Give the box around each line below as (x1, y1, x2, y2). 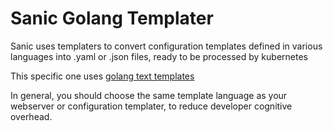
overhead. (10, 110, 53, 122)
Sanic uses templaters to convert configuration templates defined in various (10, 40, 323, 52)
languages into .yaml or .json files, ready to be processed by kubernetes (10, 50, 308, 62)
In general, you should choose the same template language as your (10, 89, 288, 101)
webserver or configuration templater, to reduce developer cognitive (10, 100, 293, 112)
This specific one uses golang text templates (10, 70, 195, 82)
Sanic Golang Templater (10, 7, 214, 30)
